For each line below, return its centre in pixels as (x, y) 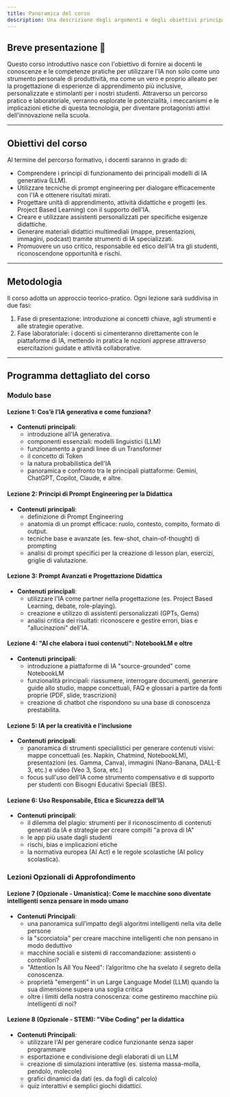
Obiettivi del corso (47, 143)
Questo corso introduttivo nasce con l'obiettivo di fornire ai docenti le (105, 64)
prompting (42, 545)
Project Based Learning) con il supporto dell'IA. (84, 210)
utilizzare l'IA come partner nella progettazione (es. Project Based (120, 598)
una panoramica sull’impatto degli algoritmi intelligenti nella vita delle (124, 923)
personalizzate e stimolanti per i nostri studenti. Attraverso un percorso (107, 93)
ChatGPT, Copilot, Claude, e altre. (75, 478)
